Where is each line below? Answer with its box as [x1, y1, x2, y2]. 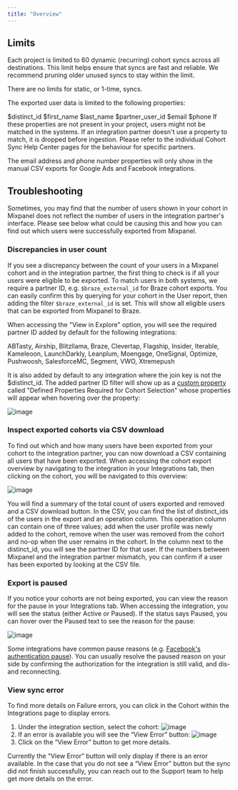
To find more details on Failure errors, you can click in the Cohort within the [7, 701, 230, 710]
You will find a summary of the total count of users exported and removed [7, 499, 225, 508]
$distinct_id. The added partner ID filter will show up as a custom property [7, 378, 227, 386]
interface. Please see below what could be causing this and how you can [7, 219, 222, 228]
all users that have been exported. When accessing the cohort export [7, 456, 212, 465]
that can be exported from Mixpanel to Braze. [7, 306, 142, 315]
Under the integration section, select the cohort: [17, 723, 159, 731]
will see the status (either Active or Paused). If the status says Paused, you [7, 609, 227, 618]
